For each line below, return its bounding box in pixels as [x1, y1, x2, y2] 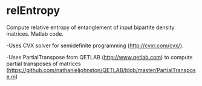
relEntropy [6, 4, 60, 18]
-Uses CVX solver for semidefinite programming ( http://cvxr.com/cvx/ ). [6, 42, 184, 49]
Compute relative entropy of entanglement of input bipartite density [6, 24, 175, 31]
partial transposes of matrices [6, 60, 82, 67]
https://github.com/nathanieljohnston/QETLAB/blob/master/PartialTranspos [8, 66, 196, 73]
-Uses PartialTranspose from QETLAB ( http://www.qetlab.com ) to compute [6, 53, 193, 61]
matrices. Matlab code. [6, 30, 64, 37]
